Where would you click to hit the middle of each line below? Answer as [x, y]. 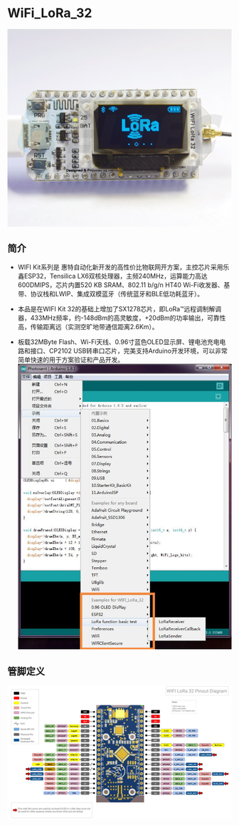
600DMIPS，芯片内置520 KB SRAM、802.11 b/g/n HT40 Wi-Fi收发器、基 [124, 285]
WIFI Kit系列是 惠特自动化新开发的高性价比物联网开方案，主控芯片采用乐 [123, 267]
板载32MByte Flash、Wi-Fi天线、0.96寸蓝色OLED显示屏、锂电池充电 [118, 342]
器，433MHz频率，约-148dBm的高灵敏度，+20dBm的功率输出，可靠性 [122, 318]
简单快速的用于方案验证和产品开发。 [71, 359]
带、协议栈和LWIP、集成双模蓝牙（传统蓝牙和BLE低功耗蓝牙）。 [111, 294]
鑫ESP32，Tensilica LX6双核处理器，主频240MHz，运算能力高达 [112, 276]
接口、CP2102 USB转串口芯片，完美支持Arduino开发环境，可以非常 [129, 351]
